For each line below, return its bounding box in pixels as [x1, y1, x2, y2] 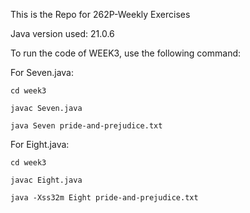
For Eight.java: [10, 139, 70, 150]
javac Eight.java [10, 175, 83, 185]
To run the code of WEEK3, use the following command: [10, 47, 242, 59]
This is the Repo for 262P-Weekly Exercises [10, 9, 191, 20]
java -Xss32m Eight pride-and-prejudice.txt [10, 193, 199, 203]
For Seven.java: [10, 67, 74, 78]
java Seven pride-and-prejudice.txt [10, 121, 163, 131]
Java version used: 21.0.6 [10, 28, 115, 39]
